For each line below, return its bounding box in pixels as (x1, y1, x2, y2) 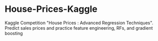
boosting (4, 30, 23, 36)
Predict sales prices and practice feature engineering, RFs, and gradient (4, 25, 153, 31)
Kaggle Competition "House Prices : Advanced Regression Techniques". (4, 20, 153, 26)
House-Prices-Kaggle (4, 3, 98, 15)
